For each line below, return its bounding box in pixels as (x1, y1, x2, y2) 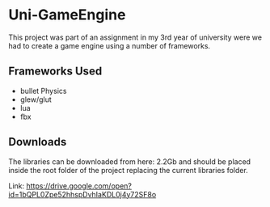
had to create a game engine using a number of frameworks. (8, 40, 211, 50)
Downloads (8, 135, 67, 149)
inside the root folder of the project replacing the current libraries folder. (8, 165, 248, 175)
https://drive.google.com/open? (26, 180, 132, 191)
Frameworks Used (8, 65, 103, 78)
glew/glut (19, 95, 53, 104)
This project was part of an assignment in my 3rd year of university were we (8, 32, 263, 42)
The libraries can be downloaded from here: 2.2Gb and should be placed (8, 156, 251, 167)
